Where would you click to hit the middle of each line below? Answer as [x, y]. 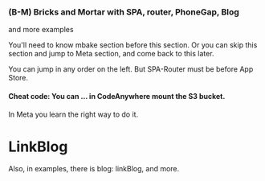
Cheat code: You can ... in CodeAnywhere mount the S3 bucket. [117, 96]
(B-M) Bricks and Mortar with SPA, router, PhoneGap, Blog [124, 12]
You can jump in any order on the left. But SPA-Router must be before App [131, 69]
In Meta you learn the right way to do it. [73, 114]
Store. [18, 78]
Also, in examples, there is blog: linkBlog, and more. [94, 169]
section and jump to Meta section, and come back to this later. [111, 54]
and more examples [41, 30]
